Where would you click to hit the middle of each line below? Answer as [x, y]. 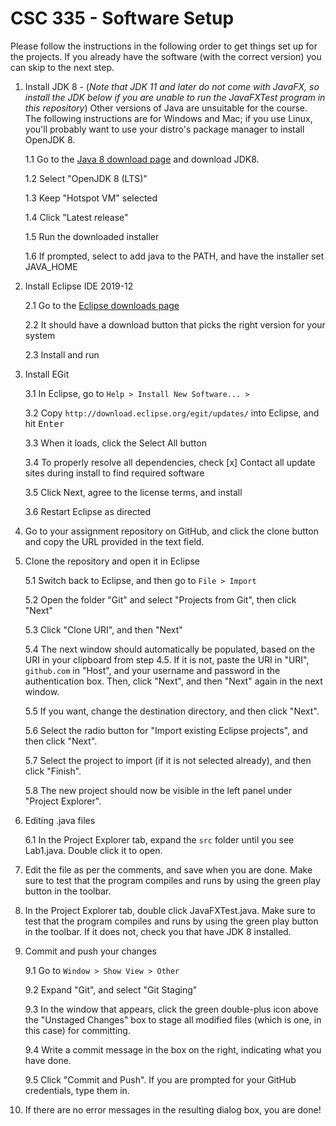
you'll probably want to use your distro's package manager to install [164, 129]
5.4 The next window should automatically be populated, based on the [170, 649]
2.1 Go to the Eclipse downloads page [102, 305]
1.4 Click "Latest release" [76, 217]
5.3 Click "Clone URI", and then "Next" [103, 629]
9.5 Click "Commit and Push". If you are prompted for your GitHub [160, 1079]
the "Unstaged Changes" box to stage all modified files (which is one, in [173, 1019]
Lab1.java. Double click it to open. [93, 850]
